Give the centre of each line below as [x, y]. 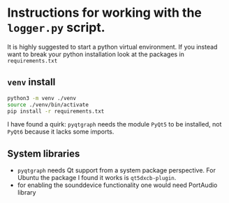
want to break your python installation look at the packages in [96, 54]
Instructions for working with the [105, 13]
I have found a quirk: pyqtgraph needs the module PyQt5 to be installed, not [114, 124]
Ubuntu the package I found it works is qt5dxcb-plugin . [97, 178]
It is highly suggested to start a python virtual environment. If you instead [112, 47]
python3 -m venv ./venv [42, 98]
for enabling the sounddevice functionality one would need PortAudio [117, 185]
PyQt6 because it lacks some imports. [61, 132]
